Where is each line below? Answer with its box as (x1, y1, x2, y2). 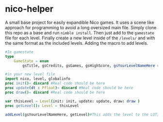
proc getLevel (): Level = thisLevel (5, 103, 79, 108)
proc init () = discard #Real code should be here (5, 81, 105, 86)
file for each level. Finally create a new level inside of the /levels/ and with (5, 35, 155, 41)
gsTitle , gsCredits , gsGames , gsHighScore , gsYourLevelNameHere (22, 63, 155, 68)
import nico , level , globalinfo (5, 76, 70, 81)
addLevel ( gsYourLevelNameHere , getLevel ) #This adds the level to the (5, 112, 149, 117)
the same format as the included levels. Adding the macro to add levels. (5, 40, 148, 46)
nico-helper (5, 3, 54, 15)
